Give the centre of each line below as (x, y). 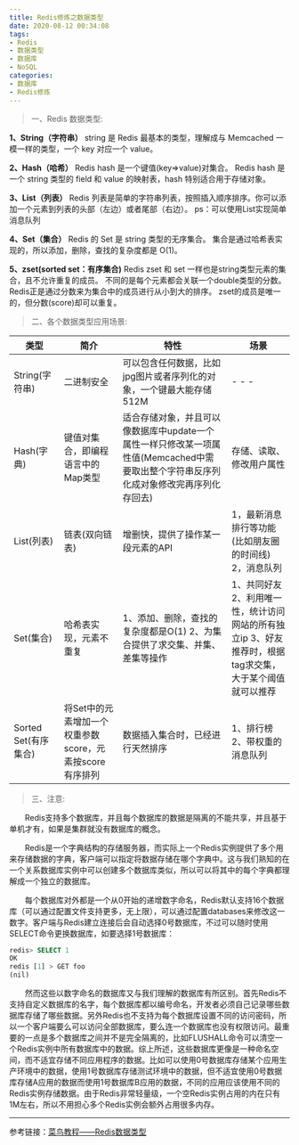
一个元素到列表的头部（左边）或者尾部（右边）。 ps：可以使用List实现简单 (152, 209)
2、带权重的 (256, 741)
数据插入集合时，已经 (167, 734)
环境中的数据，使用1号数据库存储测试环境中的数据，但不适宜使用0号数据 (149, 1071)
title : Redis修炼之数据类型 (57, 17)
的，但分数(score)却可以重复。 (65, 302)
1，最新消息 (256, 514)
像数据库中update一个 (169, 430)
